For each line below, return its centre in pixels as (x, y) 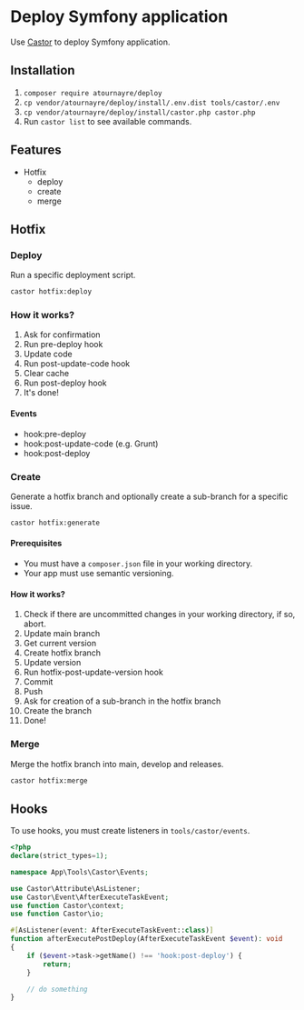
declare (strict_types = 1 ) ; (59, 856)
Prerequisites (36, 544)
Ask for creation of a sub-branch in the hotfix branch (122, 701)
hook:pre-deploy (55, 434)
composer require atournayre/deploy (93, 93)
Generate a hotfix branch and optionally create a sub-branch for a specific (149, 496)
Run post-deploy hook (65, 383)
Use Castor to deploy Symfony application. (90, 42)
